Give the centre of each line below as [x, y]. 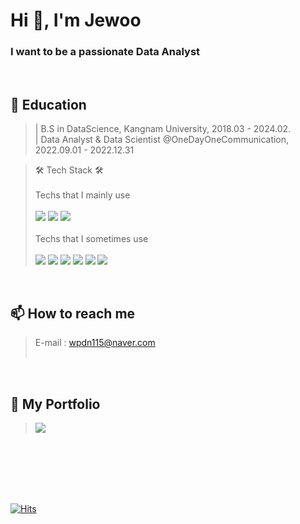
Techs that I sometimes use [91, 239]
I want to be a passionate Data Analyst [105, 52]
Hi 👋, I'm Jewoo [76, 20]
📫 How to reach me [73, 313]
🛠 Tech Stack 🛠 [69, 170]
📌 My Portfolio [55, 404]
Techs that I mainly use [82, 195]
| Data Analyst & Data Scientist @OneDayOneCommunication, [162, 140]
